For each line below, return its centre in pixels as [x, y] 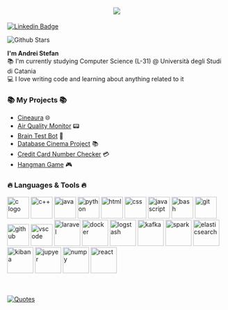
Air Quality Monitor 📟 [48, 126]
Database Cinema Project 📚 [58, 144]
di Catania [22, 71]
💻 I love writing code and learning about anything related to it [96, 79]
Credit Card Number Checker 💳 [63, 154]
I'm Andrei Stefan [33, 53]
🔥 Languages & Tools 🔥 [47, 186]
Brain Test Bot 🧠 [40, 136]
